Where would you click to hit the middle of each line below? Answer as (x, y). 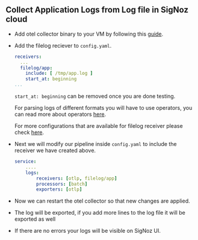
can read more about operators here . (60, 115)
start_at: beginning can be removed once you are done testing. (95, 96)
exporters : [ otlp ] (59, 189)
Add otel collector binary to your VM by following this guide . (89, 34)
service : (25, 162)
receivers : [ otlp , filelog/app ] (77, 178)
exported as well (35, 219)
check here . (29, 133)
